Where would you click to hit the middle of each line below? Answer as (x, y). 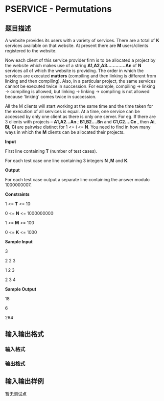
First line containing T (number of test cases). (51, 151)
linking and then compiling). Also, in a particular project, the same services (80, 81)
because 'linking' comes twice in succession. (51, 97)
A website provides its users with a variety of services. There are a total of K (82, 40)
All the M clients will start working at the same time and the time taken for (79, 106)
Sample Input (19, 242)
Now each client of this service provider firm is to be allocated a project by (80, 60)
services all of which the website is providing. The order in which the (74, 71)
